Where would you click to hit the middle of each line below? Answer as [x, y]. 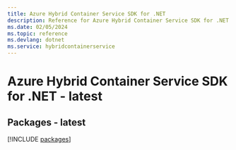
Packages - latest [47, 122]
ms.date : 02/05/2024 [38, 27]
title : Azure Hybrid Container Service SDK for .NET [87, 14]
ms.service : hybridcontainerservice [61, 46]
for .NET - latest [55, 96]
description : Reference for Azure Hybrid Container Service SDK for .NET [118, 20]
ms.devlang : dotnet [36, 40]
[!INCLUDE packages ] [39, 139]
